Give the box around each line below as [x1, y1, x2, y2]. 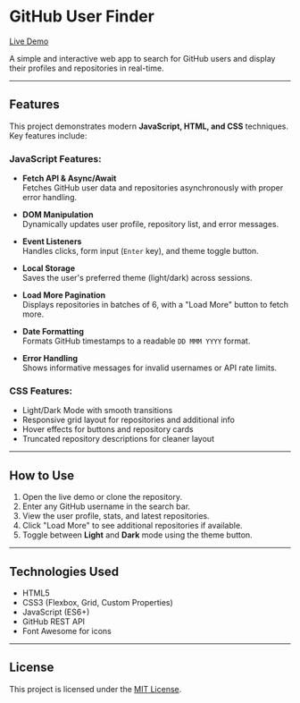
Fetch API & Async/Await [21, 173, 117, 184]
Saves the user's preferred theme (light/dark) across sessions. [21, 273, 253, 284]
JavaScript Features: [9, 152, 102, 165]
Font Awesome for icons [21, 625, 112, 636]
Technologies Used [9, 563, 119, 579]
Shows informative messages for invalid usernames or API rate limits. [21, 362, 278, 373]
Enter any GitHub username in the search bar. [21, 501, 190, 512]
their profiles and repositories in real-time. [9, 63, 164, 73]
